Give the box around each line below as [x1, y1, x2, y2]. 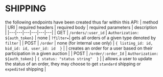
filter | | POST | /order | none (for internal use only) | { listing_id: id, [5, 40, 153, 46]
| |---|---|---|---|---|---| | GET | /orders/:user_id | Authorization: [5, 29, 140, 35]
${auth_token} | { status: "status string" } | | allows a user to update [5, 55, 153, 61]
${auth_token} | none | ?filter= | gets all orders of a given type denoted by [5, 35, 156, 41]
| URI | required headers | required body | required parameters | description [5, 24, 158, 30]
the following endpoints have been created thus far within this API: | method [5, 19, 158, 25]
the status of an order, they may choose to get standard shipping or [5, 61, 141, 67]
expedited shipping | [5, 66, 47, 72]
